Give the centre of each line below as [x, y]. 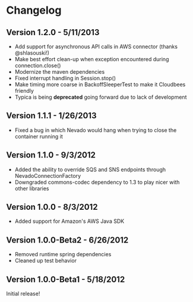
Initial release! [23, 294]
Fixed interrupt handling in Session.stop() [65, 78]
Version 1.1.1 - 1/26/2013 [51, 116]
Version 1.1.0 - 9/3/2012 [51, 155]
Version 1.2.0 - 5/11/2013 [53, 32]
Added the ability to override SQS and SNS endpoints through [90, 169]
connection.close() [38, 65]
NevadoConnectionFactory [48, 175]
